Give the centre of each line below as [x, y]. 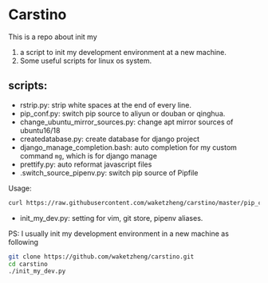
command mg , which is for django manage [89, 155]
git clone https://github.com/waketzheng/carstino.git [101, 257]
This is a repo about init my [53, 37]
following [23, 242]
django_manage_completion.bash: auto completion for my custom [128, 147]
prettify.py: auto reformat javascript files [86, 164]
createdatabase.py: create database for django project [110, 139]
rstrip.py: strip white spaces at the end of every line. [105, 104]
